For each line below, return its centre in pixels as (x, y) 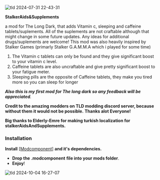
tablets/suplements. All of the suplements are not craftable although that (77, 31)
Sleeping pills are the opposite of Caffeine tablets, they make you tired (82, 77)
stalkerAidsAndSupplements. (36, 126)
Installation (19, 138)
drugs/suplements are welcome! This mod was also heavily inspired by (76, 42)
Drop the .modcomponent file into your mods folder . (65, 158)
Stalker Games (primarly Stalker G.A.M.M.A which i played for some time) (78, 47)
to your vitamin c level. (35, 61)
